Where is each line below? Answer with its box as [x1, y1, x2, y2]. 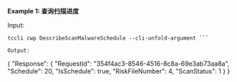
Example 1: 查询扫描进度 [7, 7, 79, 15]
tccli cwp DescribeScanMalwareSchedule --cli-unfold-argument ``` [7, 35, 209, 42]
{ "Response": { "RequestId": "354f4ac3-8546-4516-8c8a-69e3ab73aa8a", [7, 59, 230, 68]
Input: [7, 21, 25, 29]
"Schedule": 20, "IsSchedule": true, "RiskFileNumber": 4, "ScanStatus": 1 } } [7, 67, 231, 75]
